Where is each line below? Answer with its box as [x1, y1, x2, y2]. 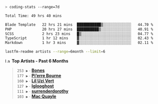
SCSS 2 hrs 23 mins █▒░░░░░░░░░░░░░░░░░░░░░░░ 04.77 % [5, 31, 153, 36]
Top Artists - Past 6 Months [11, 58, 69, 63]
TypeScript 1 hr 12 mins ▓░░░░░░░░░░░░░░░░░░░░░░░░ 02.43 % [5, 36, 153, 41]
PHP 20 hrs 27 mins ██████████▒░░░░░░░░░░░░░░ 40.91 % [5, 27, 153, 32]
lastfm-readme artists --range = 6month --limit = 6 [5, 49, 105, 54]
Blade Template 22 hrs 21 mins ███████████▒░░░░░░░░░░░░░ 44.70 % [5, 22, 153, 27]
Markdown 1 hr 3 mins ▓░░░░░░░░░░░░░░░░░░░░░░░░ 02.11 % [5, 41, 153, 45]
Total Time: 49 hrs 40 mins [5, 13, 62, 18]
